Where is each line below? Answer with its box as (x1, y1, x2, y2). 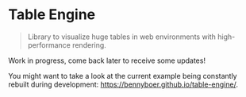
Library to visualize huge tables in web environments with (27, 32, 217, 41)
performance (27, 40, 71, 49)
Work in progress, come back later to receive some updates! (8, 56, 206, 65)
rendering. (72, 40, 107, 49)
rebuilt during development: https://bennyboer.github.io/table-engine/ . (8, 80, 238, 89)
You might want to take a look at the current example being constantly (8, 71, 237, 80)
